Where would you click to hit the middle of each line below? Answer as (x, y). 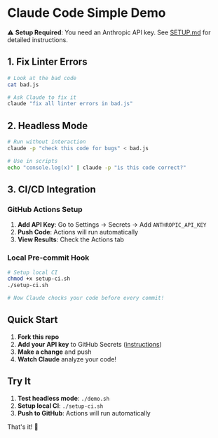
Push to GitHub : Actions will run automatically (84, 413)
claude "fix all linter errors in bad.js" (70, 104)
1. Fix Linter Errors (47, 62)
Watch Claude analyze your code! (67, 359)
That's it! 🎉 (23, 427)
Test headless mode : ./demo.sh (63, 398)
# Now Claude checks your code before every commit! (86, 298)
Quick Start (33, 320)
